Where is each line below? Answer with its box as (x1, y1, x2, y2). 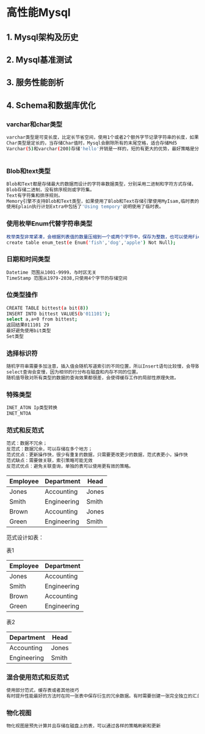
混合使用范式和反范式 (6, 673, 69, 681)
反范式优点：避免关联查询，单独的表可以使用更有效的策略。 (6, 463, 134, 469)
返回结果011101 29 (6, 322, 49, 328)
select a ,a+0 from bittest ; (6, 316, 78, 322)
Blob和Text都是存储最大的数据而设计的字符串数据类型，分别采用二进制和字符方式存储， (6, 181, 196, 187)
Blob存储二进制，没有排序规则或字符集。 (6, 186, 95, 193)
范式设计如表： (6, 534, 44, 541)
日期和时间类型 (6, 255, 51, 263)
